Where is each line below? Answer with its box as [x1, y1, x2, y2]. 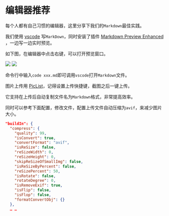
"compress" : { [10, 126, 40, 131]
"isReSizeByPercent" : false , [14, 164, 77, 169]
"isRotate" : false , [14, 173, 56, 179]
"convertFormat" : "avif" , [14, 140, 70, 146]
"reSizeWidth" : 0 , [14, 150, 54, 155]
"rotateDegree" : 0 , [14, 178, 56, 183]
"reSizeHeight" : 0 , [14, 154, 56, 160]
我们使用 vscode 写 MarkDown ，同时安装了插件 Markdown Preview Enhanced [5, 33, 164, 39]
